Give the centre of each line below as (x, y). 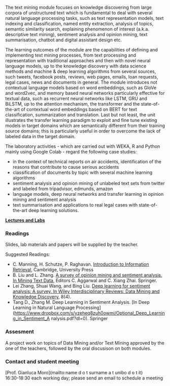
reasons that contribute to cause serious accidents (66, 167)
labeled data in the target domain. (41, 136)
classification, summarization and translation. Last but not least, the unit (80, 115)
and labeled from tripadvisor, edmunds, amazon (63, 189)
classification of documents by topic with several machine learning (82, 172)
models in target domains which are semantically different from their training (85, 125)
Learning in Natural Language (44, 307)
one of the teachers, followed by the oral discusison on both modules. (78, 348)
